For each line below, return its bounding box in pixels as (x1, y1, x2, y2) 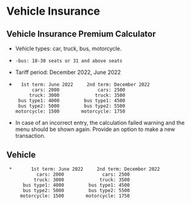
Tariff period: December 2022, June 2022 (15, 69, 121, 76)
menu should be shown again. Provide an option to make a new (15, 125, 176, 133)
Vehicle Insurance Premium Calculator (6, 29, 156, 39)
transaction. (15, 132, 46, 139)
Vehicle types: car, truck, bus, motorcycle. (15, 45, 122, 52)
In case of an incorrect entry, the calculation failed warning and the (15, 119, 185, 126)
